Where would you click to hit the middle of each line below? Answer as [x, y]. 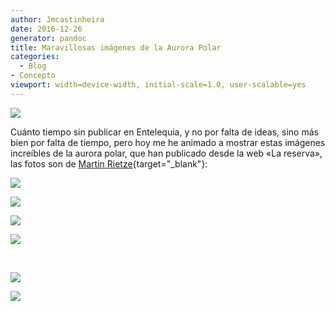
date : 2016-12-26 [46, 29]
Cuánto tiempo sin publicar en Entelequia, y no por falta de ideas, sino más [164, 132]
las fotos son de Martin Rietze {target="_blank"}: [109, 163]
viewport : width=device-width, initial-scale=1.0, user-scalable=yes [158, 85]
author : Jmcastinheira [57, 19]
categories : [35, 57]
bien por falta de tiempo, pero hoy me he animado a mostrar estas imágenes [168, 142]
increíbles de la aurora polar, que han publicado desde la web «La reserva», [166, 153]
